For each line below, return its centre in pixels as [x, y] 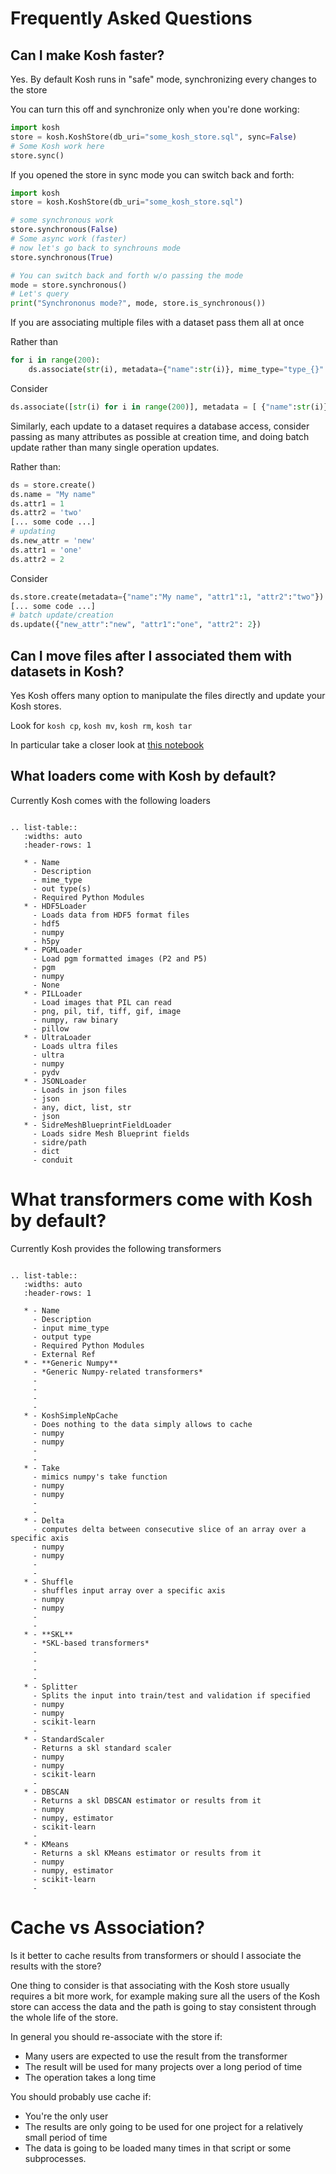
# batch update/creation [62, 615]
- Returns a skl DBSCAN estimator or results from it [147, 1800]
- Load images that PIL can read [102, 1002]
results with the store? [56, 1966]
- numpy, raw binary [75, 1020]
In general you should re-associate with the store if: [116, 2036]
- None [46, 985]
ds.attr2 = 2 [37, 559]
